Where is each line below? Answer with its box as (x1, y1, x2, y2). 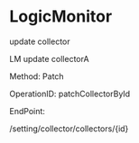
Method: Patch (9, 70, 65, 82)
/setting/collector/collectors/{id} (9, 123, 129, 134)
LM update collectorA (9, 53, 89, 64)
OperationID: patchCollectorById (9, 88, 131, 99)
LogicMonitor (9, 6, 113, 27)
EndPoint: (9, 105, 45, 116)
